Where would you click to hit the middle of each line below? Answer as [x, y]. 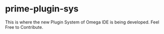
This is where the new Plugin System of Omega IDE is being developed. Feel [82, 22]
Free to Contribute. [24, 27]
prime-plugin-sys [42, 9]
